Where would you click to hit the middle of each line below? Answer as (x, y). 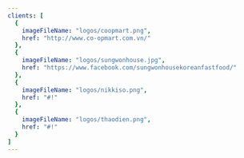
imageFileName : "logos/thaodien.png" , (86, 120)
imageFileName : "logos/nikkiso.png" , (85, 90)
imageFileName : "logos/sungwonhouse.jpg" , (94, 61)
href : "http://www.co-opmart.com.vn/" (86, 38)
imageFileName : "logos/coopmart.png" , (86, 30)
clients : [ (26, 16)
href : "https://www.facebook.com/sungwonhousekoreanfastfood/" (130, 68)
